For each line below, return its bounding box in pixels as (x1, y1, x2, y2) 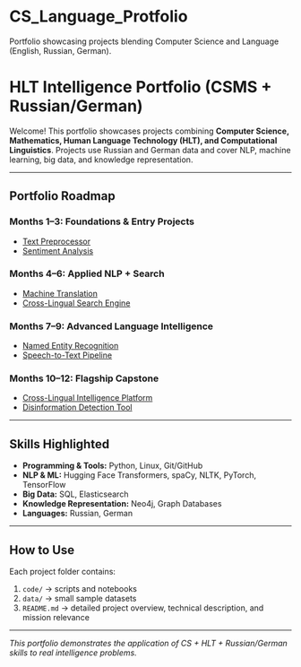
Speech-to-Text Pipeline (21, 350, 113, 360)
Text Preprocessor (21, 236, 91, 247)
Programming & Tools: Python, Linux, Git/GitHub (21, 460, 203, 472)
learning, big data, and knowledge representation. (9, 154, 193, 165)
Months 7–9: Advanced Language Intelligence (9, 320, 213, 333)
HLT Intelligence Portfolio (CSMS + (9, 77, 272, 98)
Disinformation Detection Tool (21, 402, 133, 413)
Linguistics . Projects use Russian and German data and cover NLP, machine (9, 144, 291, 155)
